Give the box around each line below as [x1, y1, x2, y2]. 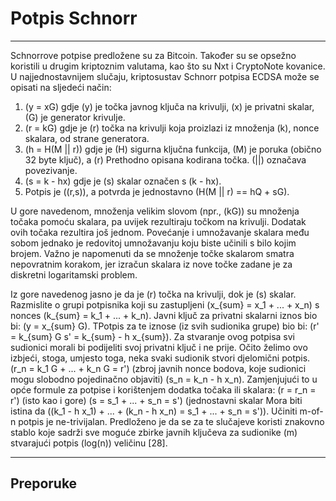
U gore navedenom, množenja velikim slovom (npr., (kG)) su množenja [10, 205, 300, 217]
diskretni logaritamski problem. [10, 268, 138, 281]
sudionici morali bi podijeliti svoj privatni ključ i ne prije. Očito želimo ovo [10, 341, 308, 353]
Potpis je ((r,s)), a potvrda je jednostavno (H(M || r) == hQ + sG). [24, 185, 290, 197]
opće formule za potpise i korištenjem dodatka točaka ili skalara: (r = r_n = [10, 383, 317, 396]
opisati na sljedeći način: [10, 81, 112, 93]
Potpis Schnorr [10, 7, 138, 30]
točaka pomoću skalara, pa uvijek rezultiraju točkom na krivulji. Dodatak [10, 215, 307, 227]
